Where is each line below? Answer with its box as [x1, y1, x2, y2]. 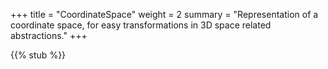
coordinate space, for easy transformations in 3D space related [10, 19, 272, 31]
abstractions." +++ [10, 30, 88, 41]
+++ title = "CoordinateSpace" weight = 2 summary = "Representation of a [10, 9, 319, 20]
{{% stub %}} [10, 49, 67, 61]
